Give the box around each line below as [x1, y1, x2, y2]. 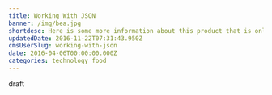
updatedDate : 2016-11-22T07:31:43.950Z [8, 34, 143, 43]
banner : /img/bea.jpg [8, 19, 82, 27]
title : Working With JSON [8, 11, 96, 20]
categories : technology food [8, 57, 107, 65]
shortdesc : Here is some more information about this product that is [8, 27, 252, 35]
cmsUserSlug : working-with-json [8, 42, 117, 50]
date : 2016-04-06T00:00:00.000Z [8, 49, 117, 57]
